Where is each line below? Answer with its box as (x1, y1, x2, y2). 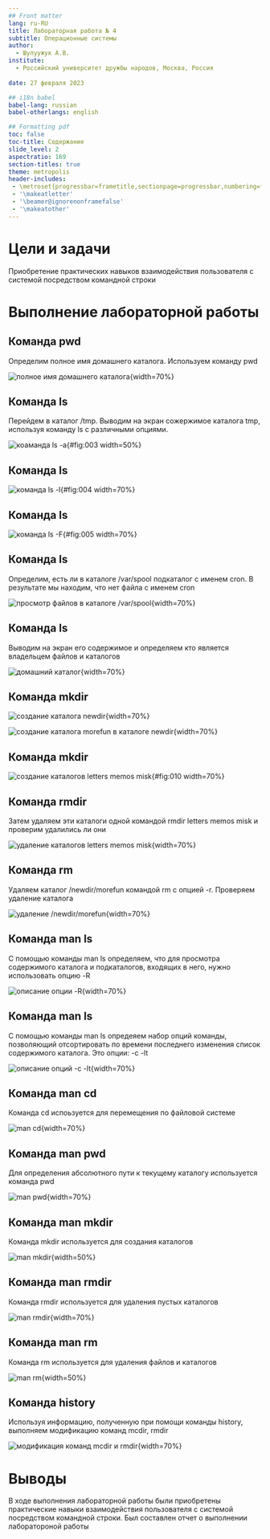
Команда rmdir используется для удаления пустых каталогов (8, 1296, 219, 1306)
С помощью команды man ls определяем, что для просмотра (8, 953, 221, 963)
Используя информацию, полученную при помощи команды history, (8, 1417, 243, 1427)
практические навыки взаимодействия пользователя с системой (8, 1504, 234, 1514)
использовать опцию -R (8, 970, 91, 980)
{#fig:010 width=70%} (151, 772, 225, 782)
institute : (8, 57, 45, 65)
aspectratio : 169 (8, 153, 67, 161)
